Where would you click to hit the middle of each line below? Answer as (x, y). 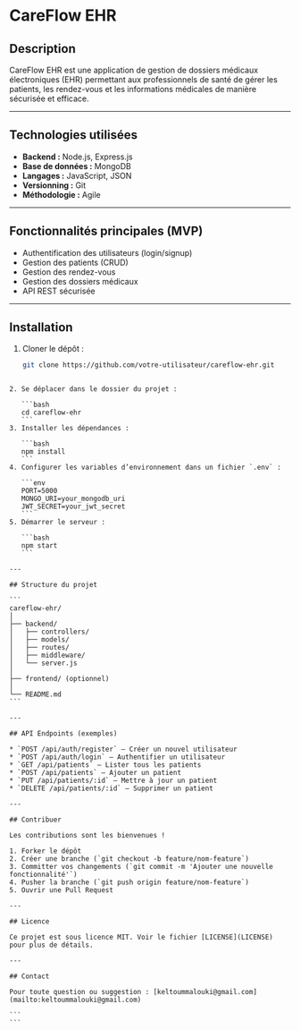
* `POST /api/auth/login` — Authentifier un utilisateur (117, 757)
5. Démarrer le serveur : (57, 523)
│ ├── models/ (39, 640)
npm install (43, 452)
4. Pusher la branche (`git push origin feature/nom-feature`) (129, 882)
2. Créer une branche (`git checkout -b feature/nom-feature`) (129, 859)
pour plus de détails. (51, 945)
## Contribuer (36, 820)
